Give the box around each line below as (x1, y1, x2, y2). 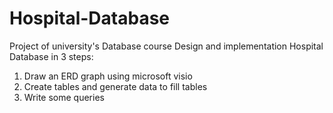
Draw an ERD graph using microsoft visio (23, 70, 193, 82)
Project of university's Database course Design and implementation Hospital (9, 40, 324, 52)
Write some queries (23, 91, 105, 103)
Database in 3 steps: (9, 50, 94, 62)
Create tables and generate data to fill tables (23, 80, 208, 92)
